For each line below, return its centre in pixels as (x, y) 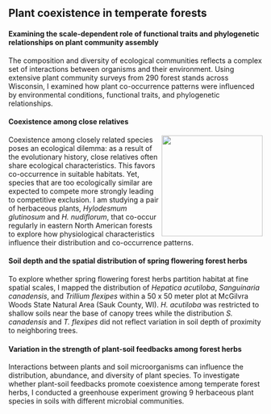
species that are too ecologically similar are (81, 182)
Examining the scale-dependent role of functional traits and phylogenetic (134, 33)
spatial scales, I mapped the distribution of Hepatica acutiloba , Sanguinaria (134, 287)
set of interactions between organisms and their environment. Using (121, 69)
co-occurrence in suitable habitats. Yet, (74, 174)
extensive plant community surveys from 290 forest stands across (119, 77)
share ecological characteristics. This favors (82, 165)
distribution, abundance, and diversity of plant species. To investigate (124, 375)
